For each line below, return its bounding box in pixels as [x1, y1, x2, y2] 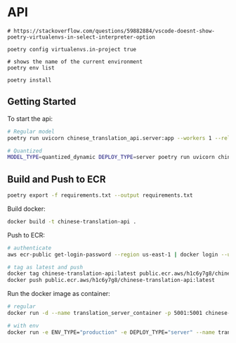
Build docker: [7, 205, 46, 213]
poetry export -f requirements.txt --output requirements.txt [7, 192, 193, 199]
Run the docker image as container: [7, 290, 110, 298]
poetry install [7, 77, 52, 84]
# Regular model [7, 128, 55, 135]
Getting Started [7, 96, 77, 108]
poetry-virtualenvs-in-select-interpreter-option [7, 33, 156, 41]
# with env [7, 322, 39, 329]
